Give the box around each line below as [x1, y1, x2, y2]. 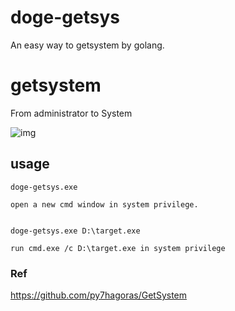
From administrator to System [10, 107, 133, 119]
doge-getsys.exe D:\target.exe [10, 226, 141, 236]
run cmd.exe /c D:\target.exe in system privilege [10, 243, 226, 253]
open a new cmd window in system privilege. [10, 199, 199, 210]
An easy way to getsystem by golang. [10, 39, 165, 51]
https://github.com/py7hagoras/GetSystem [10, 289, 188, 301]
